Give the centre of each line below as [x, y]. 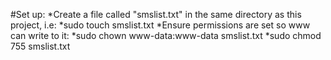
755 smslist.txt [40, 46]
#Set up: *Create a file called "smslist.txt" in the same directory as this [156, 14]
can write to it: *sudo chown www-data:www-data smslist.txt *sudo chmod [166, 35]
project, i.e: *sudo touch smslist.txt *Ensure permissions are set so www [160, 25]
